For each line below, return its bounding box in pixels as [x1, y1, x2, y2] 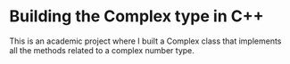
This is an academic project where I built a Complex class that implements [9, 36, 282, 46]
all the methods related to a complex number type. [9, 44, 195, 55]
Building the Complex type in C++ [9, 6, 264, 27]
